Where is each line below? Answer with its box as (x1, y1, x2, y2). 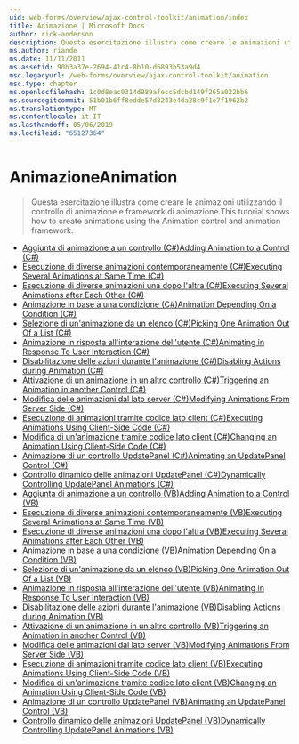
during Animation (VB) (21, 611, 104, 621)
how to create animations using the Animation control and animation (30, 215, 281, 226)
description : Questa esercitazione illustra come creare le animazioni (9, 37, 280, 47)
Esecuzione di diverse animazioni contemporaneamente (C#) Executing (21, 261, 283, 271)
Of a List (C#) (21, 327, 72, 338)
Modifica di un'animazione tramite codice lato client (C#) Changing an (21, 431, 278, 441)
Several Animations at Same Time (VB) (21, 516, 165, 527)
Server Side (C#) (21, 402, 85, 414)
